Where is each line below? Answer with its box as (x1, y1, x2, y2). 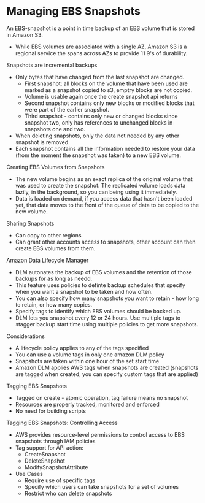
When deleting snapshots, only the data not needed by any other (15, 132, 180, 139)
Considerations (6, 332, 45, 340)
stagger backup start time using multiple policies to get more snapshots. (15, 320, 199, 328)
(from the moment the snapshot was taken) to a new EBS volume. (15, 152, 181, 159)
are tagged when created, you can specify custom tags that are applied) (15, 370, 198, 378)
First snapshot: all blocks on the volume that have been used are (24, 80, 188, 87)
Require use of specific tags (24, 477, 96, 484)
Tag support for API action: (15, 443, 84, 451)
